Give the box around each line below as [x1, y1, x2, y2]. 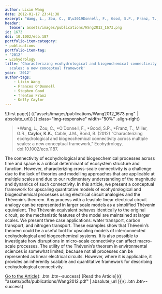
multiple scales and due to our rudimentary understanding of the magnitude [5, 176, 156, 182]
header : [5, 20, 21, 26]
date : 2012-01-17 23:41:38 [5, 12, 59, 17]
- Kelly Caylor [14, 98, 44, 103]
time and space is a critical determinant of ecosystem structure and [5, 161, 140, 167]
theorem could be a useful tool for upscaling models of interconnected [5, 228, 146, 234]
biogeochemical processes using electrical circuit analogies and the [5, 191, 141, 197]
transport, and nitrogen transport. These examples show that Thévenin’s [5, 223, 149, 228]
